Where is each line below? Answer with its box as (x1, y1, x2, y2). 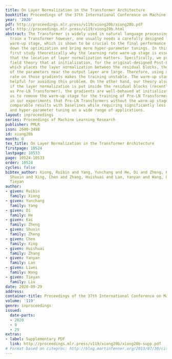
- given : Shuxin (5, 227, 40, 232)
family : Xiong (10, 193, 40, 198)
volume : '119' (5, 298, 36, 304)
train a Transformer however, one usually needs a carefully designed (10, 36, 164, 42)
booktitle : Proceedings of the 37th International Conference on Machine (5, 12, 166, 17)
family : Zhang (10, 251, 40, 256)
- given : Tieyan (5, 274, 40, 280)
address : (5, 289, 24, 294)
